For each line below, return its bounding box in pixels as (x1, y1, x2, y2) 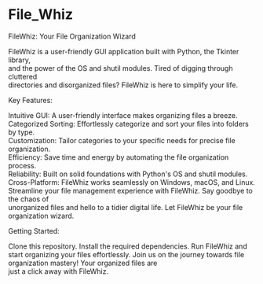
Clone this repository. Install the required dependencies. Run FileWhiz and (8, 242, 247, 251)
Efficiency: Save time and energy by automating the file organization (8, 152, 229, 162)
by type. (8, 127, 35, 137)
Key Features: (8, 95, 53, 105)
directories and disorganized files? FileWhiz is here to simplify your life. (8, 80, 238, 90)
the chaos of (8, 194, 49, 204)
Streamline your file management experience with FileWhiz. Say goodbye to (8, 186, 254, 195)
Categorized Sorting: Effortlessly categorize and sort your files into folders (8, 119, 249, 128)
